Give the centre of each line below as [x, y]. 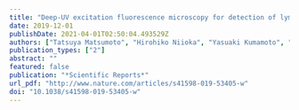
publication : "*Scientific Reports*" [79, 75]
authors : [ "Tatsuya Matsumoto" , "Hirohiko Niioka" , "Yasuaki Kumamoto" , [147, 42]
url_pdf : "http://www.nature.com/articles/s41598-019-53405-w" [129, 83]
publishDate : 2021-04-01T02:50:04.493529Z [89, 34]
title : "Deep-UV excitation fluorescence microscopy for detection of [143, 17]
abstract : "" [33, 59]
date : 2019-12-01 [41, 26]
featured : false [39, 67]
